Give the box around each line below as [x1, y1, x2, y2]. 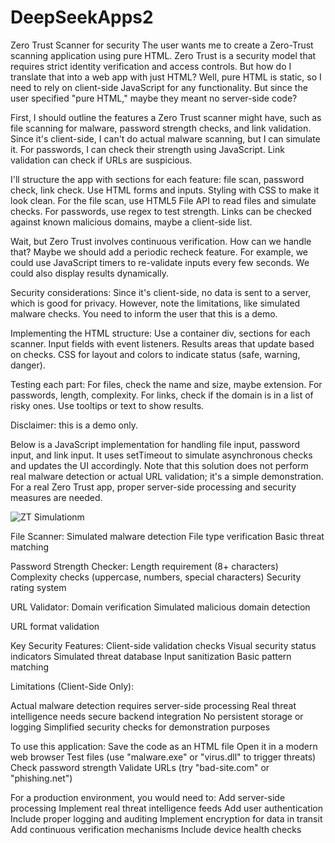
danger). [10, 359, 46, 371]
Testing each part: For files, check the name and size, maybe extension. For [10, 378, 323, 390]
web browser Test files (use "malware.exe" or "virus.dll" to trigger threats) [10, 751, 317, 763]
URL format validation [10, 620, 100, 632]
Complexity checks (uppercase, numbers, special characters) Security [10, 571, 302, 583]
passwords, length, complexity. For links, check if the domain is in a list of [10, 389, 314, 401]
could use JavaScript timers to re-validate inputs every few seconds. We [10, 256, 310, 268]
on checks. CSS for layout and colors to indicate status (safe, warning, [10, 348, 301, 360]
